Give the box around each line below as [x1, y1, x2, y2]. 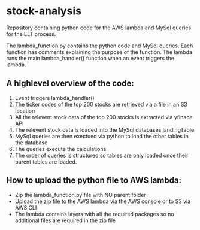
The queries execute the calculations [14, 145, 107, 152]
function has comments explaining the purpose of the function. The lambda [6, 48, 193, 55]
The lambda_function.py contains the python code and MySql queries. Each [6, 42, 193, 49]
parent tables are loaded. [14, 158, 77, 165]
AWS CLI [14, 204, 37, 211]
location [14, 107, 35, 114]
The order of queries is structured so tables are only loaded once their [14, 152, 189, 159]
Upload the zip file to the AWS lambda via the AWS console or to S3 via [14, 198, 191, 205]
